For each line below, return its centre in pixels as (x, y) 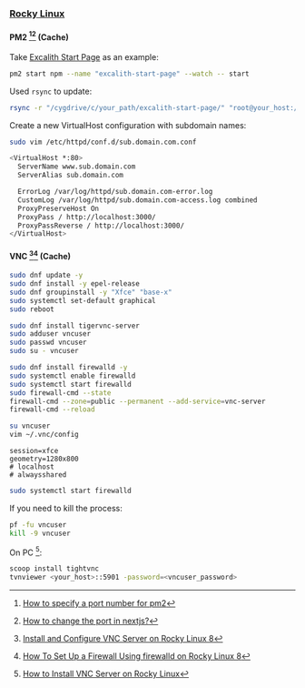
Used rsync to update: (51, 91)
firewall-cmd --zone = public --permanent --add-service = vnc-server (138, 401)
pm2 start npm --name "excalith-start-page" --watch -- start (129, 74)
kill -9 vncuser (40, 533)
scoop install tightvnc (54, 569)
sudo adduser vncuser (50, 334)
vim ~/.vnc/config (44, 435)
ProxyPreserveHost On (59, 208)
